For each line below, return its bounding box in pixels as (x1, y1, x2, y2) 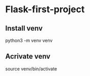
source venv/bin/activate (5, 65, 57, 72)
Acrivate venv (5, 52, 51, 61)
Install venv (5, 24, 43, 33)
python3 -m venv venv (5, 37, 53, 43)
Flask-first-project (5, 4, 85, 15)
